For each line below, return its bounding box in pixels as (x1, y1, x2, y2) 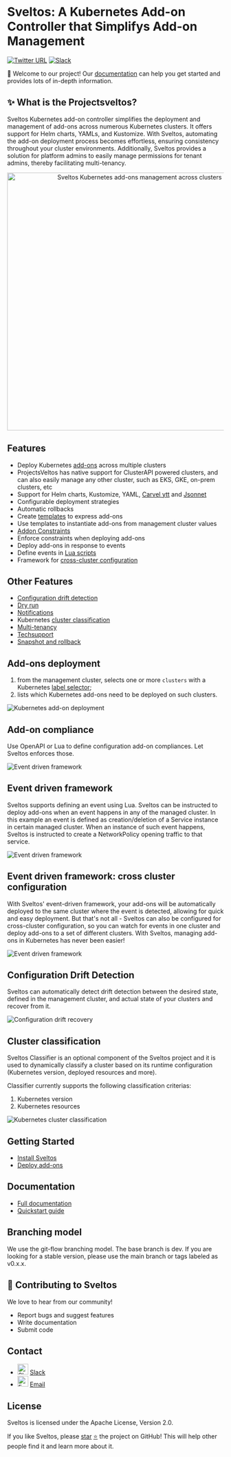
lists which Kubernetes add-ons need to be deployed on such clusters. (16, 690, 218, 699)
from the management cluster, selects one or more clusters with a (16, 676, 206, 684)
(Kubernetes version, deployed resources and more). (7, 1069, 157, 1077)
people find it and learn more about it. (7, 1442, 114, 1451)
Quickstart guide (16, 1206, 65, 1214)
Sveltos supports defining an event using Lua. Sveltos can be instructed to (7, 800, 218, 809)
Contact (7, 1345, 43, 1357)
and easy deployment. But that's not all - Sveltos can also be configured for (7, 914, 221, 922)
